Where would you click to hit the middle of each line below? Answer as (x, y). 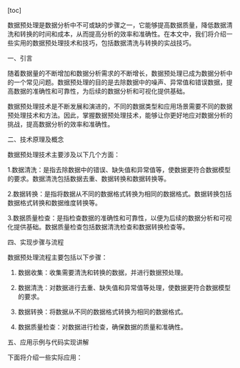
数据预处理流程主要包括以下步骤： (57, 257)
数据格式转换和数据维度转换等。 (54, 203)
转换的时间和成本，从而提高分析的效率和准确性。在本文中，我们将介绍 (123, 34)
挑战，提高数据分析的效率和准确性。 (61, 124)
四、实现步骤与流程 (36, 242)
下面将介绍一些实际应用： (45, 357)
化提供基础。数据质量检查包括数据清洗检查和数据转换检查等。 (98, 227)
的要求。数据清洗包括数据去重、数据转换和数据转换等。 (89, 179)
